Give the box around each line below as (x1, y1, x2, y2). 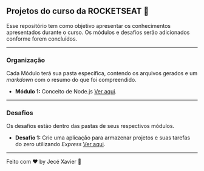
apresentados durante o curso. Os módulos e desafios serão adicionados (6, 29, 190, 36)
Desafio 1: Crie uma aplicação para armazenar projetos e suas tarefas (15, 134, 191, 141)
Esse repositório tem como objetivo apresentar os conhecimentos (6, 22, 171, 29)
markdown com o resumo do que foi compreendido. (6, 76, 137, 84)
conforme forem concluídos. (6, 35, 78, 42)
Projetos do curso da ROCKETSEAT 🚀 (6, 6, 149, 16)
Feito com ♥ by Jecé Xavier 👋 (6, 158, 82, 166)
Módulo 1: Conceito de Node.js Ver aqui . (15, 88, 117, 95)
